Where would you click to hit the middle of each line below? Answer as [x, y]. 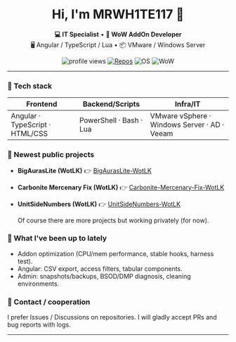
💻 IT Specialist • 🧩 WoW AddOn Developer [118, 34]
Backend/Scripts [111, 104]
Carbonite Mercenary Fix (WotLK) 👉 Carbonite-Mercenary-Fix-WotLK [121, 187]
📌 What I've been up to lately [57, 239]
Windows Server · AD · [187, 125]
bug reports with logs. [39, 325]
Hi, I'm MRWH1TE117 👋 [118, 14]
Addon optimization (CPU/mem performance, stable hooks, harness [116, 253]
